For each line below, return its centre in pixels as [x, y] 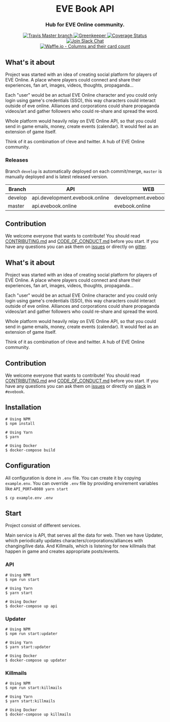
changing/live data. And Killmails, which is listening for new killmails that [80, 546]
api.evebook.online [54, 206]
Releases [17, 160]
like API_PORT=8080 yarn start [37, 489]
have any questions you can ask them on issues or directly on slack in [78, 386]
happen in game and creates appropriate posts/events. [62, 551]
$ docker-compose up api [31, 606]
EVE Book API [85, 9]
